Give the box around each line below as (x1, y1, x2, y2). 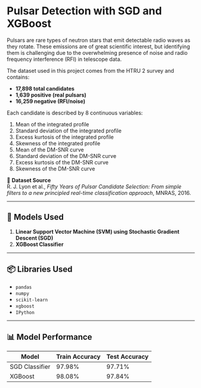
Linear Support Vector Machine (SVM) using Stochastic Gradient (15, 228, 180, 235)
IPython (15, 309, 35, 315)
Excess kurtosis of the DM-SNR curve (15, 159, 109, 166)
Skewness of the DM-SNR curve (15, 165, 95, 172)
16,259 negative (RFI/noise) (15, 97, 86, 105)
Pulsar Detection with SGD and (7, 4, 162, 18)
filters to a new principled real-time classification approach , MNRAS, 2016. (7, 189, 191, 196)
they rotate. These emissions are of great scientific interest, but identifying (7, 43, 190, 50)
